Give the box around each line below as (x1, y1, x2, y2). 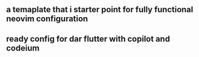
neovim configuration (6, 14, 88, 24)
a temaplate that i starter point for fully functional (6, 5, 194, 15)
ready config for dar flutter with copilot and (6, 33, 170, 43)
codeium (6, 43, 40, 53)
